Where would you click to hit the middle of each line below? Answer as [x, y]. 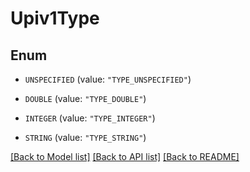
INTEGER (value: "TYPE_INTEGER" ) [90, 118]
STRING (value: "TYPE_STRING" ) [85, 137]
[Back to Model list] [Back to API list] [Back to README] [125, 156]
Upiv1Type [55, 18]
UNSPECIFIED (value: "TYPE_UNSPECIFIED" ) [108, 79]
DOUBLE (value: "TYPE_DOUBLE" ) [85, 98]
